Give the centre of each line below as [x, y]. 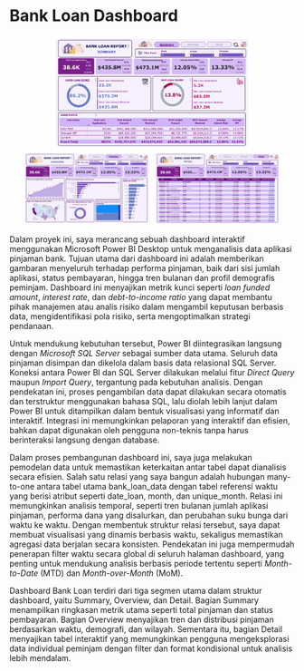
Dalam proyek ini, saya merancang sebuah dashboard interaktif [128, 239]
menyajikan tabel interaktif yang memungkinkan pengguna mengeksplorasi [149, 638]
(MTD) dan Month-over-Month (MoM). [112, 573]
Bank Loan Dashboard [94, 16]
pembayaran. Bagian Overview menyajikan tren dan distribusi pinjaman [142, 619]
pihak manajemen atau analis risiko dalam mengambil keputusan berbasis [147, 306]
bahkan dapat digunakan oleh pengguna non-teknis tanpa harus [129, 430]
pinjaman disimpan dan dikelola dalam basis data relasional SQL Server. [143, 363]
